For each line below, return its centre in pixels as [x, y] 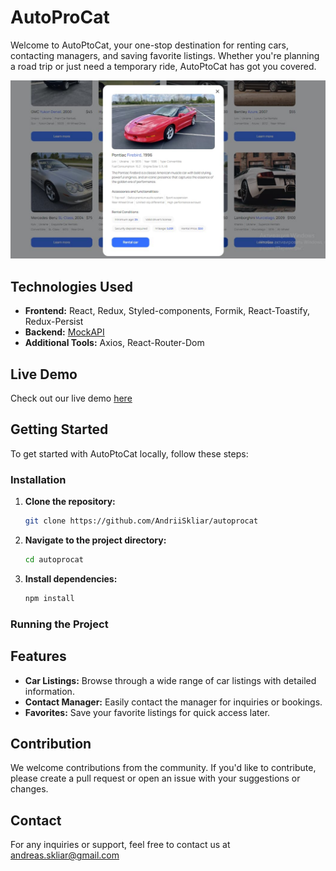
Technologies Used [71, 286]
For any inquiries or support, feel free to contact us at [120, 845]
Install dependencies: [71, 578]
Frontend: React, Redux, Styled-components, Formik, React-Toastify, [167, 311]
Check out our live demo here [71, 398]
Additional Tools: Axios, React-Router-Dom [114, 343]
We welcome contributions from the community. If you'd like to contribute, [163, 768]
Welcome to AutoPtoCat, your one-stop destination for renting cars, [149, 45]
